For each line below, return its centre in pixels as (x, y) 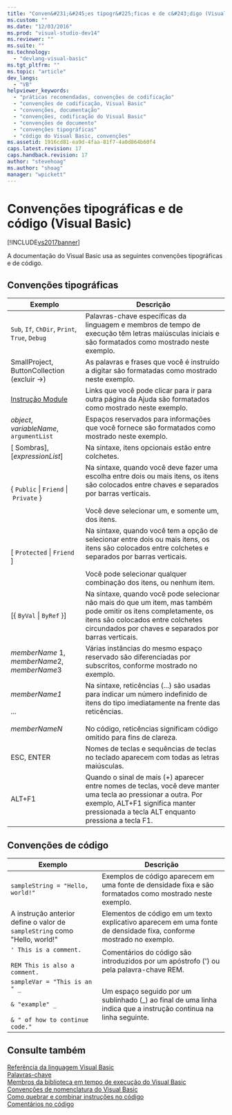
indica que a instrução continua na (158, 1009)
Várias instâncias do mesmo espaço (144, 649)
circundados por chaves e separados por (152, 628)
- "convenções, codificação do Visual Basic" (80, 116)
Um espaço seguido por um (147, 992)
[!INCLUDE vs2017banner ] (44, 242)
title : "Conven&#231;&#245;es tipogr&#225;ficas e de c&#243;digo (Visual (117, 13)
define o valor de (38, 923)
